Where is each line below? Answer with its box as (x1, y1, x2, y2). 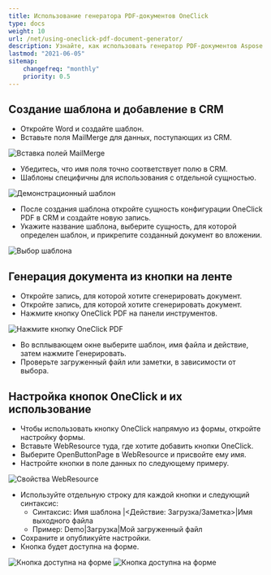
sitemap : (8, 58, 38, 66)
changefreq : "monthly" (23, 65, 100, 73)
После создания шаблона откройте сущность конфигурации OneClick (19, 204, 263, 214)
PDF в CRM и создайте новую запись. (19, 213, 152, 223)
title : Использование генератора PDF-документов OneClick (8, 11, 209, 20)
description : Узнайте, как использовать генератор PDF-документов (8, 42, 238, 50)
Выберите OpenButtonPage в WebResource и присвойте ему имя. (19, 450, 247, 460)
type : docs (8, 20, 45, 28)
